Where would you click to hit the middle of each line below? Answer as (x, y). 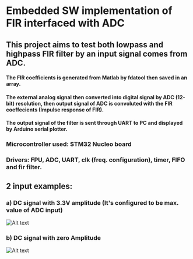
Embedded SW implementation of (89, 11)
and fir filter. (24, 167)
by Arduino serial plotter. (37, 129)
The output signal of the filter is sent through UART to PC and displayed (94, 123)
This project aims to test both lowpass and (85, 45)
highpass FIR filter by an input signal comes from (97, 54)
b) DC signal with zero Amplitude (53, 237)
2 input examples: (39, 186)
